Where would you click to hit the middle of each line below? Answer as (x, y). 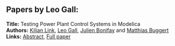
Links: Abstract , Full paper (38, 36)
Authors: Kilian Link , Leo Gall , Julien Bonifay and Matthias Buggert (87, 30)
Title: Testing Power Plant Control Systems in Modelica (73, 24)
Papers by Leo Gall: (42, 10)
